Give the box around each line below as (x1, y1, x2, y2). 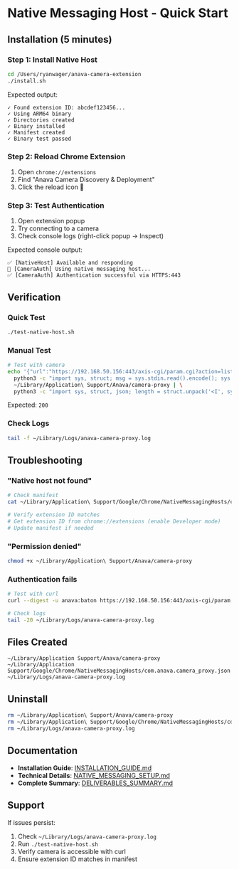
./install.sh (7, 77, 46, 85)
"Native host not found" (7, 475, 92, 485)
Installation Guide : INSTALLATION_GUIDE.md (17, 763, 152, 772)
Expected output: (7, 90, 58, 99)
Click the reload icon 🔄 (17, 183, 85, 191)
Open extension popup (17, 217, 85, 225)
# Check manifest (7, 492, 59, 499)
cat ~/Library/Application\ (7, 499, 91, 506)
